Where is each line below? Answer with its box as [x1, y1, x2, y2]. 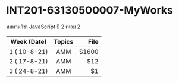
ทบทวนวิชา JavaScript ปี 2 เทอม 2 [6, 23, 81, 30]
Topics [54, 37, 74, 46]
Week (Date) [10, 37, 47, 46]
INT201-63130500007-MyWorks [6, 4, 174, 17]
